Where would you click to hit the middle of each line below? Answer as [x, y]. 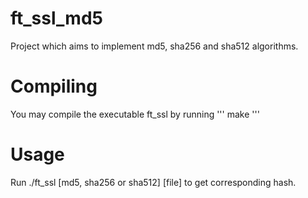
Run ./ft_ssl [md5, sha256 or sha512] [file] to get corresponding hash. [153, 182]
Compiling [54, 86]
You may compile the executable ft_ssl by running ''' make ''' [135, 114]
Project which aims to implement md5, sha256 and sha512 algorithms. [154, 46]
